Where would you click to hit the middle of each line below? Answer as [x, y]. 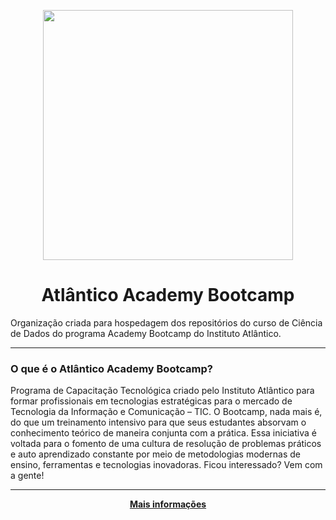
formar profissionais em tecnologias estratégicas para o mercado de [151, 401]
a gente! [27, 476]
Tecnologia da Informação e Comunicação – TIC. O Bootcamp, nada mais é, [166, 412]
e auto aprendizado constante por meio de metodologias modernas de [156, 454]
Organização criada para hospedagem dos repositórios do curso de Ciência [166, 322]
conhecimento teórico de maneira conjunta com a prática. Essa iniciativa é [163, 433]
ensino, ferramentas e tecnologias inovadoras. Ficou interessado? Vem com [166, 465]
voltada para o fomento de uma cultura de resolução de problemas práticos [166, 444]
